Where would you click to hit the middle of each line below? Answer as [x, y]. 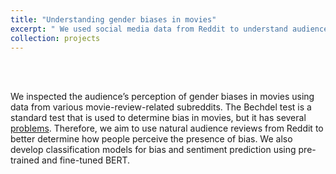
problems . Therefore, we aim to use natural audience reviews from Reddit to [167, 128]
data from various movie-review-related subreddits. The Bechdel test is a [161, 107]
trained [25, 160]
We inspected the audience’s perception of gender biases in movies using [162, 97]
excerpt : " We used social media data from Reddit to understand [149, 29]
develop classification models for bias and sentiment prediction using [153, 150]
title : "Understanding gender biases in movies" [113, 19]
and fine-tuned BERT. [86, 160]
